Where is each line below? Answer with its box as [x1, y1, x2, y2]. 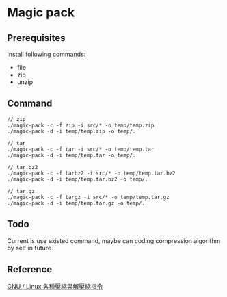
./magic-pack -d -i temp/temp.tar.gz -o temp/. [7, 200, 146, 207]
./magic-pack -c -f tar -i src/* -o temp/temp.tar [7, 146, 155, 153]
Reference [7, 263, 53, 275]
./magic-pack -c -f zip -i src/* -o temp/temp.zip [7, 122, 155, 129]
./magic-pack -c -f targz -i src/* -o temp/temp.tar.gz [7, 194, 170, 201]
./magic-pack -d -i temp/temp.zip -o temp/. [7, 128, 136, 135]
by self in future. [7, 244, 53, 252]
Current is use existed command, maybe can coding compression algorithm [7, 236, 221, 244]
